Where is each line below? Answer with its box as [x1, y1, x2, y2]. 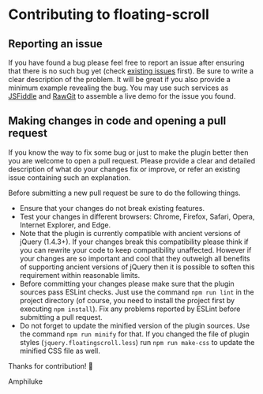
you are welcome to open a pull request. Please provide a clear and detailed [8, 156, 255, 165]
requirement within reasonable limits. [19, 270, 141, 280]
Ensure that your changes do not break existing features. [19, 203, 205, 212]
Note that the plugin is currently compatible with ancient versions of [19, 228, 241, 238]
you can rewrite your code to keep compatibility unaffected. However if [19, 245, 252, 254]
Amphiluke [8, 377, 43, 386]
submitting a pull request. [19, 312, 103, 321]
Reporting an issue [8, 37, 103, 51]
